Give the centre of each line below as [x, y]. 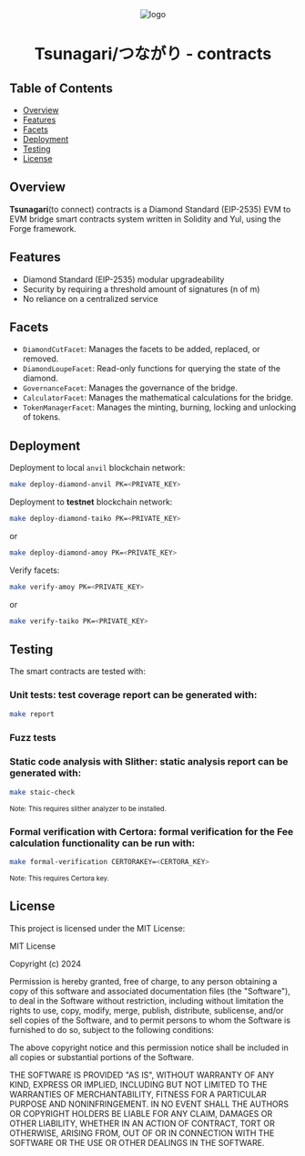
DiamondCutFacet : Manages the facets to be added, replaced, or [142, 349]
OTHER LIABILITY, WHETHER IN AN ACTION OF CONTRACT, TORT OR [142, 1123]
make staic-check [42, 792]
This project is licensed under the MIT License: [97, 928]
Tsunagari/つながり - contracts [153, 54]
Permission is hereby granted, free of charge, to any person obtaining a [143, 981]
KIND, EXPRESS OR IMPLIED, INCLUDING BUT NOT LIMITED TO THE [138, 1084]
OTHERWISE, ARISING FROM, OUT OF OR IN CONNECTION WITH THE [142, 1133]
